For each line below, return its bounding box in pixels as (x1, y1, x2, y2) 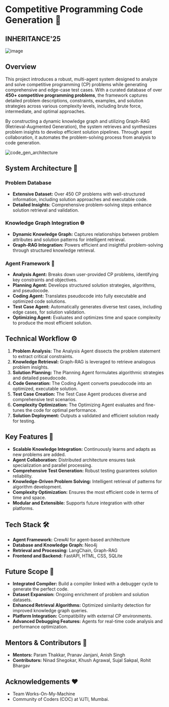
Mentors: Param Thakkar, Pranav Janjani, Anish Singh (12, 652, 125, 658)
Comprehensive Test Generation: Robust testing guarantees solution (12, 467, 157, 474)
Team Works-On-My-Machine (12, 690, 76, 697)
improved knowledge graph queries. (12, 608, 88, 614)
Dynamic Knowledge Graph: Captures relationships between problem (12, 231, 159, 237)
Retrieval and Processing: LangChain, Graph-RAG (12, 547, 118, 553)
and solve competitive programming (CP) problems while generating (5, 81, 147, 87)
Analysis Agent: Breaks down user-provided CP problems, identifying (12, 271, 159, 278)
